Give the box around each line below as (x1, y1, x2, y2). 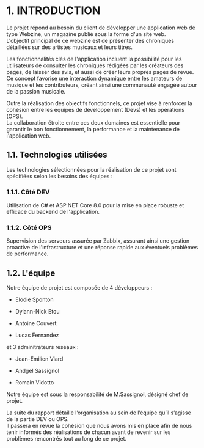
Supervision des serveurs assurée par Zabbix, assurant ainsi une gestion (6, 237, 190, 244)
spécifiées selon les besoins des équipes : (6, 172, 113, 180)
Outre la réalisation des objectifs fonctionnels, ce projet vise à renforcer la (6, 99, 192, 107)
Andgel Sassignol (15, 367, 60, 375)
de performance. (6, 250, 49, 257)
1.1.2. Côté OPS (6, 223, 52, 232)
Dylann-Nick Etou (15, 308, 60, 315)
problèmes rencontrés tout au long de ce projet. (6, 435, 127, 442)
